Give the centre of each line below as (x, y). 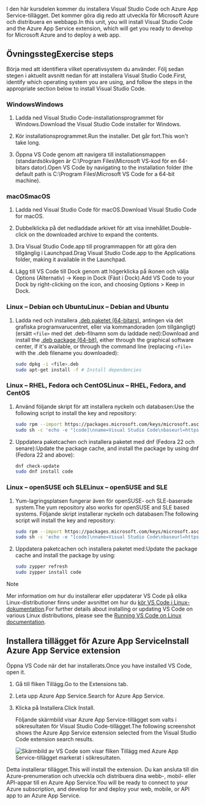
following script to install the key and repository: (76, 413)
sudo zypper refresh (41, 567)
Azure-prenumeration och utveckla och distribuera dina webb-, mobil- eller (101, 776)
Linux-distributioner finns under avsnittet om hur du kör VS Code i (89, 603)
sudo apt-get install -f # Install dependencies (78, 370)
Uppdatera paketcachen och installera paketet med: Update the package (106, 549)
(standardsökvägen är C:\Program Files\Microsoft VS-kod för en (96, 161)
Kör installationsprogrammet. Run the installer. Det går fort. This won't (102, 136)
